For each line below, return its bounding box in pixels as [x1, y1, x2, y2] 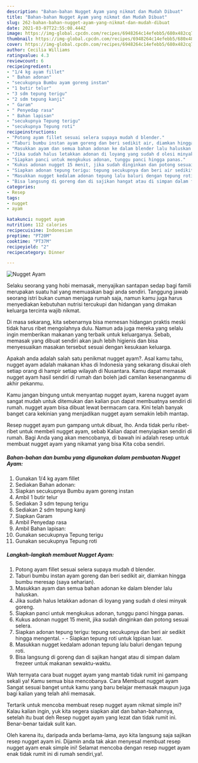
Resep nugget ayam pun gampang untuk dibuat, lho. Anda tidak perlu [6, 422, 175, 429]
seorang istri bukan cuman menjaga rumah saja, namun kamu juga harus [6, 295, 183, 302]
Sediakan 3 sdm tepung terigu [15, 500, 89, 507]
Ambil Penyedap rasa [15, 519, 67, 526]
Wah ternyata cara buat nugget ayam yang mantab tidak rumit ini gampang [6, 671, 188, 678]
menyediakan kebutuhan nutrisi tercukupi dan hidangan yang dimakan [6, 301, 177, 308]
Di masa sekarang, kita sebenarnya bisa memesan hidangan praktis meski [6, 319, 186, 326]
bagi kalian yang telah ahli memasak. [6, 690, 96, 697]
